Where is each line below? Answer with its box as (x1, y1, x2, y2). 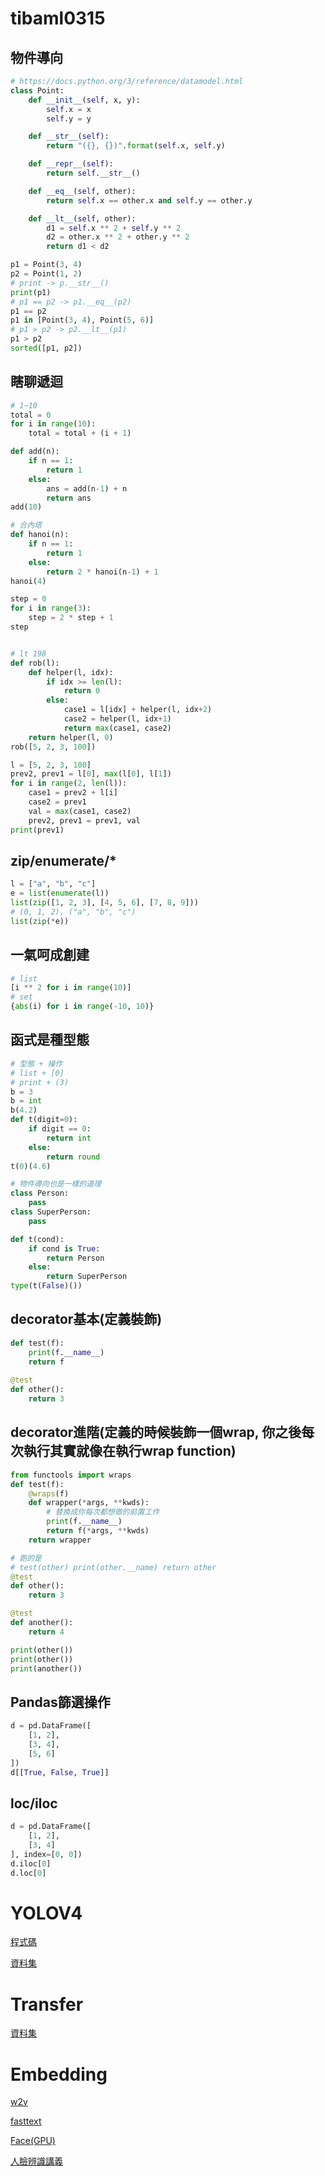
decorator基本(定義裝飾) (10, 1311, 163, 1328)
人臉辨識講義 (10, 2155, 63, 2167)
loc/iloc (10, 1795, 58, 1812)
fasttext (10, 2115, 42, 2127)
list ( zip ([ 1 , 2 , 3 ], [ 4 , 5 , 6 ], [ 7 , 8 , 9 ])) (10, 898, 199, 908)
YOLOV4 (10, 1902, 83, 1924)
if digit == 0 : (28, 1124, 92, 1134)
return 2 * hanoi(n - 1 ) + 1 (46, 567, 159, 577)
